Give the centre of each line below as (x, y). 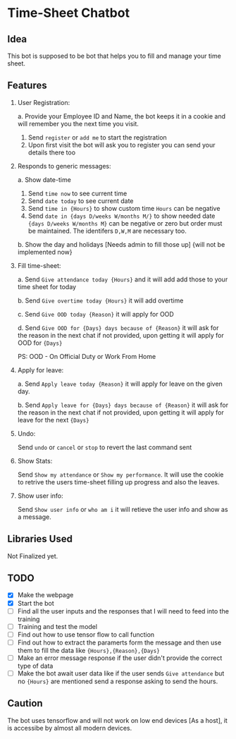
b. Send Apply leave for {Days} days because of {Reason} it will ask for (123, 405)
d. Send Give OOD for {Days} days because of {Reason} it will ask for (118, 328)
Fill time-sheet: (39, 265)
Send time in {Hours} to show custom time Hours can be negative (124, 208)
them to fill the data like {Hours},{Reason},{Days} (88, 650)
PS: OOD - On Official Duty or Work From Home (87, 356)
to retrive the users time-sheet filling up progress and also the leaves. (118, 482)
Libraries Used (40, 539)
